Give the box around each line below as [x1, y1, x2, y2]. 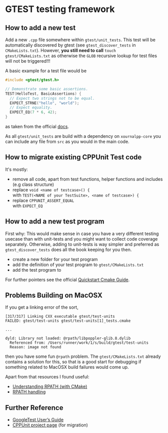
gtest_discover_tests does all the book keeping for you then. [5, 247, 132, 253]
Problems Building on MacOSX [5, 291, 102, 300]
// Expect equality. [9, 105, 52, 110]
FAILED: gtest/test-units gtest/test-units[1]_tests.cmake [5, 318, 131, 324]
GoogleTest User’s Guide [12, 417, 64, 423]
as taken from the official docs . [5, 124, 69, 129]
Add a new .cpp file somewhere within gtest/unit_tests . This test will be [5, 37, 156, 43]
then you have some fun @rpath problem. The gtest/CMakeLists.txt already [5, 353, 161, 359]
